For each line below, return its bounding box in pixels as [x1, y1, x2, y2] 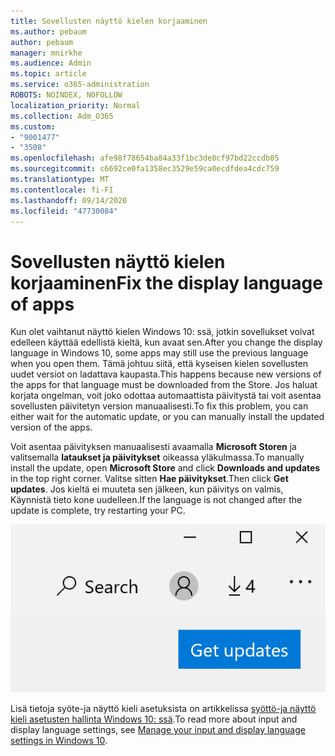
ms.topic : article [10, 69, 87, 79]
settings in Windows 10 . [10, 734, 108, 746]
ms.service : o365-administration [10, 80, 150, 90]
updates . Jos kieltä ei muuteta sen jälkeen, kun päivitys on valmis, [10, 483, 284, 495]
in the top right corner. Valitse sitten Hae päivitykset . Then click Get [10, 473, 289, 485]
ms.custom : [10, 121, 56, 132]
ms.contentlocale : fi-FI [10, 185, 114, 195]
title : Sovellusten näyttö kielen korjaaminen [10, 16, 208, 26]
